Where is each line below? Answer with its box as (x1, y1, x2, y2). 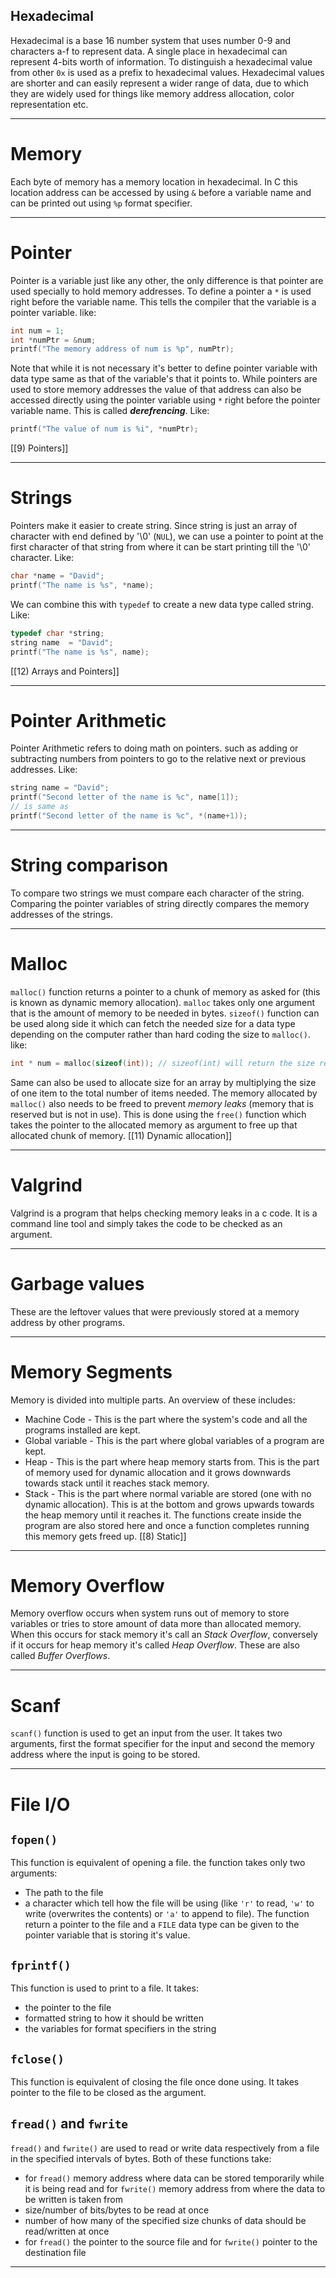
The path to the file (24, 1887, 104, 1899)
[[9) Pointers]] (10, 442, 69, 454)
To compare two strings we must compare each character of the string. (10, 887, 305, 899)
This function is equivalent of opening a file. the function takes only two (10, 1857, 306, 1869)
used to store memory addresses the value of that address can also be (10, 384, 302, 396)
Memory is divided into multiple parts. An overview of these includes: (10, 1394, 296, 1406)
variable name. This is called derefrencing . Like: (10, 405, 210, 417)
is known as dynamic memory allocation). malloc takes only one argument (10, 996, 316, 1008)
